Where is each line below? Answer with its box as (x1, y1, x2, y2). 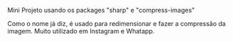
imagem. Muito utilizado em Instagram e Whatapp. (7, 27, 155, 35)
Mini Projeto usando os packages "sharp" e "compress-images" (7, 6, 195, 14)
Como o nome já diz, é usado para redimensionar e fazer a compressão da (7, 20, 226, 27)
